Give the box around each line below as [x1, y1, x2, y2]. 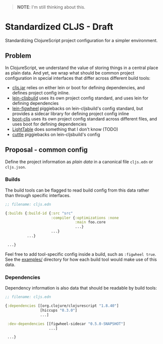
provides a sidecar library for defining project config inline [12, 110, 129, 117]
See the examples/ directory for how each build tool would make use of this [5, 256, 157, 262]
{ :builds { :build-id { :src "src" [5, 211, 73, 216]
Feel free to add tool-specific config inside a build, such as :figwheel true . [5, 251, 156, 257]
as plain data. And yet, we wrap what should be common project [5, 70, 135, 75]
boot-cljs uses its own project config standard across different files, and [12, 116, 157, 122]
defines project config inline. [12, 90, 70, 96]
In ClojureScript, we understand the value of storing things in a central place [5, 65, 159, 71]
